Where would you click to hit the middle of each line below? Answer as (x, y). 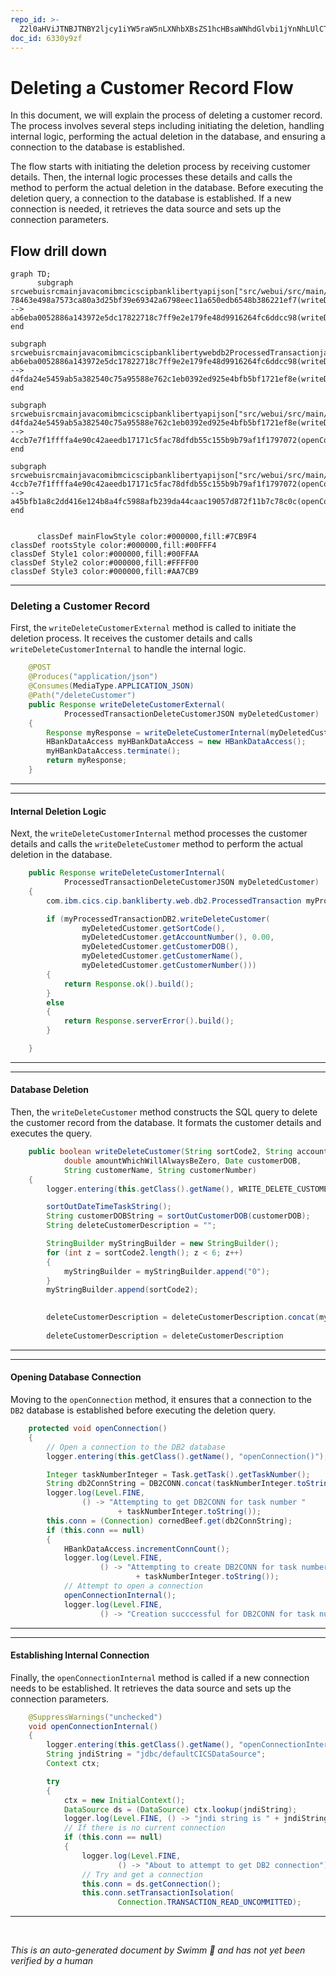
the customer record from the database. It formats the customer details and (166, 1123)
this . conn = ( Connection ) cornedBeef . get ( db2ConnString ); (169, 1521)
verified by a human (52, 1961)
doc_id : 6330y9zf (46, 38)
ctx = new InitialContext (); (124, 1800)
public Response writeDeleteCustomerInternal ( (127, 873)
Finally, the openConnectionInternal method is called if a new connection (160, 1677)
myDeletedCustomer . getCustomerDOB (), (160, 947)
